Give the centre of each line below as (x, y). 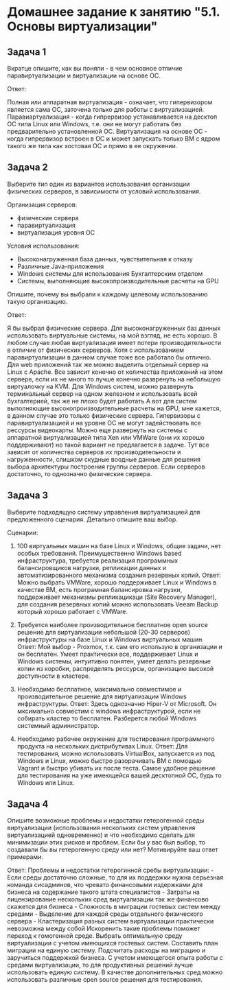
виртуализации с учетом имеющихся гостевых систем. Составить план (113, 943)
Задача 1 (27, 52)
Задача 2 (27, 168)
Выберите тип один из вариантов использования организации (99, 184)
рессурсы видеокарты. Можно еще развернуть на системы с (97, 430)
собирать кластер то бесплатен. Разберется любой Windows (107, 718)
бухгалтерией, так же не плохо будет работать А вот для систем (102, 401)
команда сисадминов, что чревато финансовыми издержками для (105, 885)
